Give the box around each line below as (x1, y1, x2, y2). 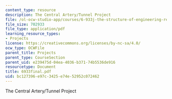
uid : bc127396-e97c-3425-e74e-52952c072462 (5, 74, 100, 79)
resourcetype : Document (5, 64, 56, 69)
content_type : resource (5, 7, 56, 13)
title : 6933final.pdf (5, 69, 52, 75)
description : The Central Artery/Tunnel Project (5, 12, 111, 17)
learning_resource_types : (5, 31, 60, 36)
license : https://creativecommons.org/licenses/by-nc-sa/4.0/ (5, 41, 141, 46)
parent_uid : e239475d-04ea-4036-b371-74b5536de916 (5, 60, 116, 65)
